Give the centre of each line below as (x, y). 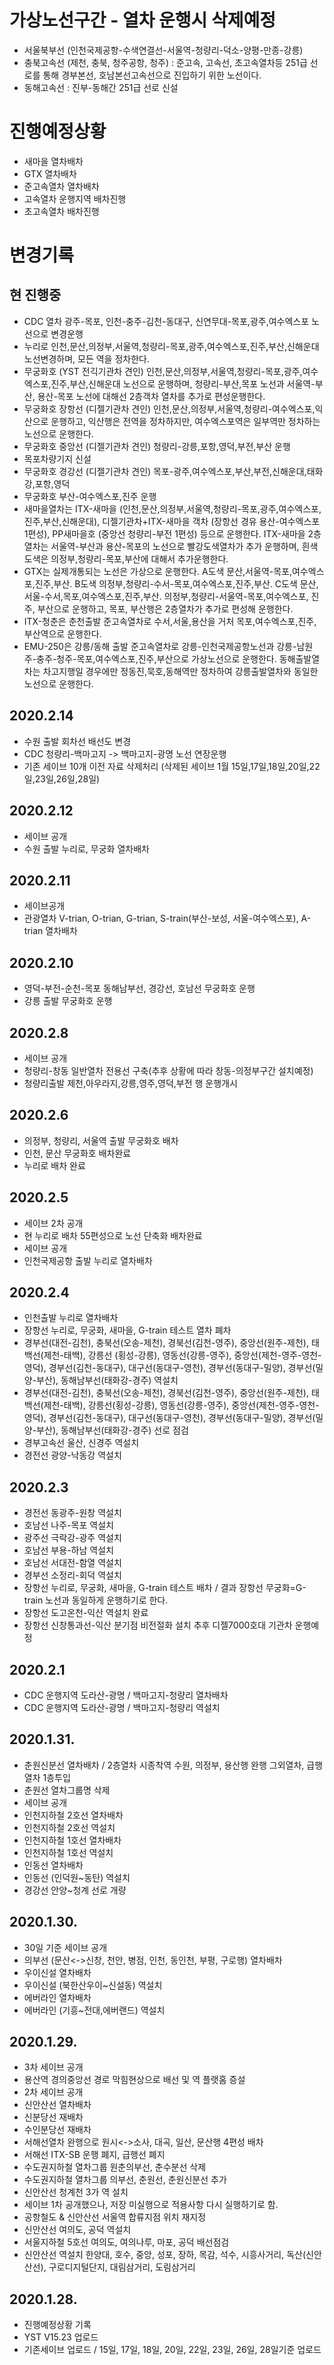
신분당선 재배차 (53, 2117)
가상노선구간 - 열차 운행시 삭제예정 (143, 20)
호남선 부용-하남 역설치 (68, 1550)
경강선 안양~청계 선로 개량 (75, 1890)
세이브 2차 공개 (53, 1223)
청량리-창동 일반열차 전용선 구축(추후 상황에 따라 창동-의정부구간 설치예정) (168, 1070)
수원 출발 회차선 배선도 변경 (77, 741)
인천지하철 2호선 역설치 (69, 1827)
